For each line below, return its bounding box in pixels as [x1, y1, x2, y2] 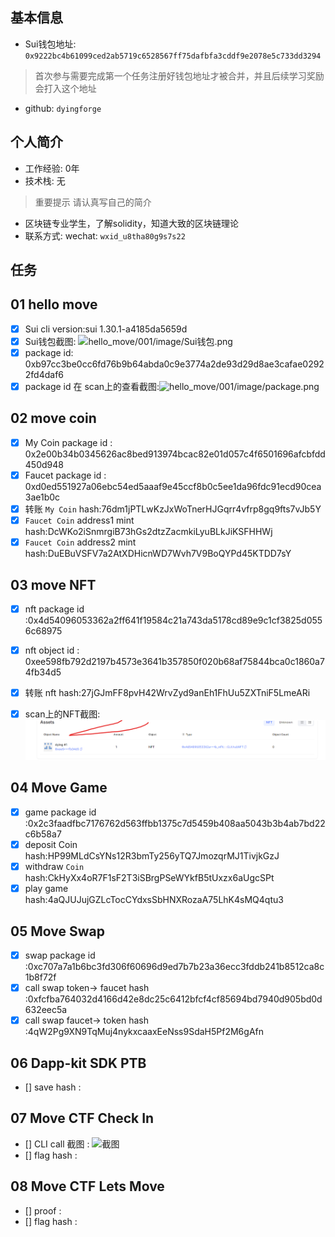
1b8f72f [24, 971, 57, 983]
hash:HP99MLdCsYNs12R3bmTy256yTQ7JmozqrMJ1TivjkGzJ [24, 850, 280, 862]
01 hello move [10, 296, 98, 313]
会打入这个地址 [34, 82, 97, 94]
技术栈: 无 [24, 174, 66, 187]
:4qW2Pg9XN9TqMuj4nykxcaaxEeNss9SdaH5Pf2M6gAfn [24, 1026, 265, 1038]
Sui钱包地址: [24, 38, 77, 50]
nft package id [24, 603, 85, 615]
